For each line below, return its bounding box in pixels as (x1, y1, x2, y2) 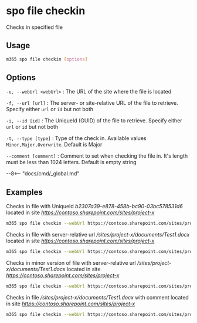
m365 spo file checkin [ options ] (6, 56, 88, 62)
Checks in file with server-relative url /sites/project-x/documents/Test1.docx (6, 231, 190, 238)
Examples (6, 187, 43, 197)
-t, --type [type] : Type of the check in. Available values (6, 135, 147, 142)
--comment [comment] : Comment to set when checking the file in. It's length (6, 152, 188, 159)
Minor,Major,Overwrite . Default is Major (6, 141, 103, 148)
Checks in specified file (6, 24, 63, 31)
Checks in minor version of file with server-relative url (6, 259, 136, 266)
